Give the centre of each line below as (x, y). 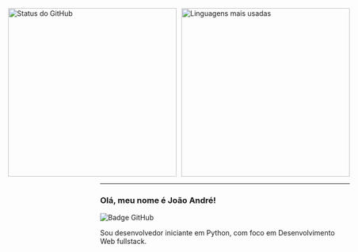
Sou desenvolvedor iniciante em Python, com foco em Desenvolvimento (217, 233)
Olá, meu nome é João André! (158, 200)
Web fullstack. (124, 242)
